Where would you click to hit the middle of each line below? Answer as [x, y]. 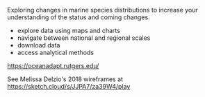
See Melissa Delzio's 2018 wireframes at [65, 79]
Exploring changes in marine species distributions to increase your [102, 10]
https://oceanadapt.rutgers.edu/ [53, 66]
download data [39, 45]
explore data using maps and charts [68, 31]
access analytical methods [55, 52]
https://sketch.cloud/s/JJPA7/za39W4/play [69, 86]
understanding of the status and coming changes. [79, 17]
